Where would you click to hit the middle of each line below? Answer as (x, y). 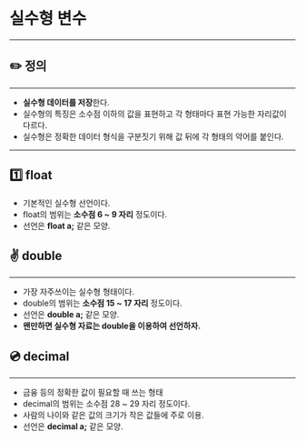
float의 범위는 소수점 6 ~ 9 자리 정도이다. (95, 214)
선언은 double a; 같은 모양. (71, 315)
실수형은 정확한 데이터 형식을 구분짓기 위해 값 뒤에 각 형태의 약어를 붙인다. (153, 136)
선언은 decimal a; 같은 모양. (73, 426)
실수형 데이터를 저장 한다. (66, 102)
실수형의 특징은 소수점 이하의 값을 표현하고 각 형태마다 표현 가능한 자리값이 (155, 114)
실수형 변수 (48, 19)
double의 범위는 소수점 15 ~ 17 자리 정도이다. (103, 303)
